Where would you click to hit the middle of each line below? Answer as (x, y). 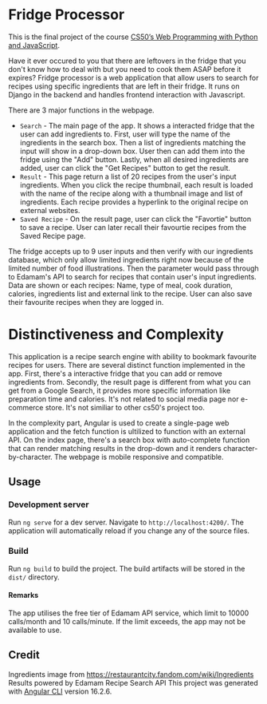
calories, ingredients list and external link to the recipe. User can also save (130, 294)
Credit (24, 655)
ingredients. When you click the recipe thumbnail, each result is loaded (136, 184)
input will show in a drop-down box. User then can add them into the (132, 151)
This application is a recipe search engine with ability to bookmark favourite (133, 356)
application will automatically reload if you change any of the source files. (129, 530)
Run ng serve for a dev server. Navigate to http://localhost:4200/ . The (126, 522)
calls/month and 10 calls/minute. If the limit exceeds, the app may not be (127, 622)
